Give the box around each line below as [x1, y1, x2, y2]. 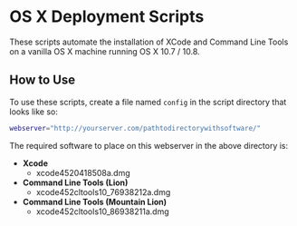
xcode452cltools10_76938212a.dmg [35, 186, 171, 197]
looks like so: [9, 106, 59, 117]
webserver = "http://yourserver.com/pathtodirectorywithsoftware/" [9, 123, 261, 133]
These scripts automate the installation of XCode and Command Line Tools [9, 36, 289, 47]
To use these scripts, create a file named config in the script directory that [9, 96, 287, 107]
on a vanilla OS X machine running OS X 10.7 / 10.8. [9, 45, 201, 56]
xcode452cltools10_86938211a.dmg [35, 206, 169, 217]
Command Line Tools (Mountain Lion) [22, 196, 168, 207]
